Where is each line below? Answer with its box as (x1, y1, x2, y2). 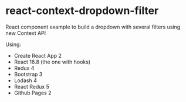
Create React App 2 (13, 52, 62, 59)
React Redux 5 (13, 83, 49, 90)
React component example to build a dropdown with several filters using (5, 23, 181, 30)
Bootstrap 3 (13, 71, 43, 78)
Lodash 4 (13, 77, 38, 84)
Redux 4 (13, 64, 35, 71)
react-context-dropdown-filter (5, 4, 159, 17)
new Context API (5, 29, 46, 36)
